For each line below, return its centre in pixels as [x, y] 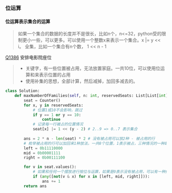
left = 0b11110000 [43, 148]
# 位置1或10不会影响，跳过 [58, 110]
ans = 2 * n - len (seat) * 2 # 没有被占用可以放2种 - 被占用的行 [89, 139]
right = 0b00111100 [45, 158]
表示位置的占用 [55, 75]
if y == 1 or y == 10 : [57, 115]
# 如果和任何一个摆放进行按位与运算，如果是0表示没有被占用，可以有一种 [99, 172]
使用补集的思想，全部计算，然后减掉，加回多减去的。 [82, 81]
